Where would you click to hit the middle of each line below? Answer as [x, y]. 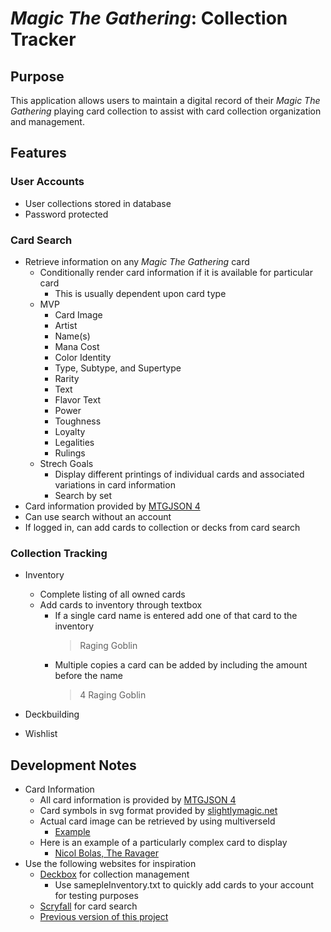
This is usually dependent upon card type [140, 293]
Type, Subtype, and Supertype [118, 368]
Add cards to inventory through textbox [121, 605]
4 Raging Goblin [113, 695]
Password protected [66, 214]
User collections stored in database [98, 203]
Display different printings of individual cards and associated [179, 474]
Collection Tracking [59, 553]
